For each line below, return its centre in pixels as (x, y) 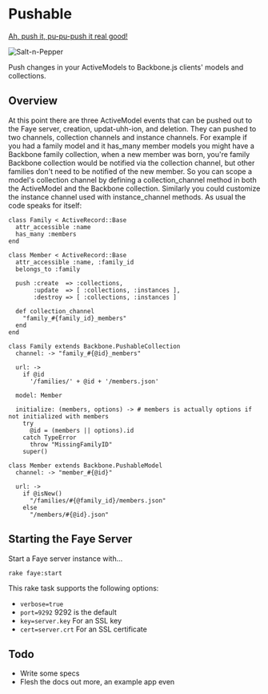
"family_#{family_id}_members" (75, 318)
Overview (33, 101)
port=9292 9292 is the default (68, 612)
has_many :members (46, 234)
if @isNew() (42, 494)
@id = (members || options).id (82, 430)
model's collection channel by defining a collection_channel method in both (133, 180)
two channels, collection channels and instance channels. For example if (128, 137)
